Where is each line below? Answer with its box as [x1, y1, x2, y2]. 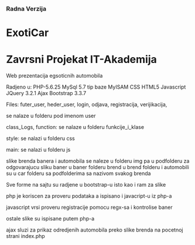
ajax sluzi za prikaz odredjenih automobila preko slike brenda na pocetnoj [6, 226, 183, 233]
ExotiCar [6, 26, 49, 40]
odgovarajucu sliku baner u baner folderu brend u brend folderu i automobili [6, 164, 189, 171]
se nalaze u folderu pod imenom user [6, 113, 96, 120]
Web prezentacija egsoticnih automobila [6, 72, 103, 79]
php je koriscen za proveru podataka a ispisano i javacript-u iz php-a [6, 192, 172, 199]
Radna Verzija [6, 5, 47, 13]
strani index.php [6, 233, 45, 240]
